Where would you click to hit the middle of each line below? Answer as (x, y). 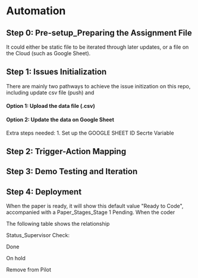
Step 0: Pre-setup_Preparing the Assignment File (99, 33)
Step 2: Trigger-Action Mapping (66, 151)
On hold (16, 258)
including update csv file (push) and (50, 92)
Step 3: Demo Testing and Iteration (72, 172)
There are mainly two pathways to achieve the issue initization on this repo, (98, 86)
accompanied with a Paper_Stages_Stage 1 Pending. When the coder (91, 212)
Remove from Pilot (29, 270)
